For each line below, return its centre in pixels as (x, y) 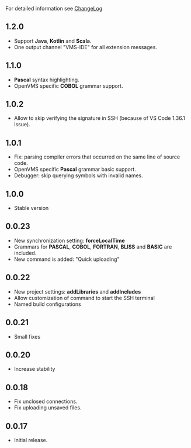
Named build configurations (47, 304)
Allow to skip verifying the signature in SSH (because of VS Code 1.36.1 (99, 118)
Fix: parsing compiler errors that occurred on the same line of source (97, 157)
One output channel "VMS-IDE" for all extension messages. (85, 47)
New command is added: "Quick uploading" (67, 259)
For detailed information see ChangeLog (54, 8)
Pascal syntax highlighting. (46, 80)
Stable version (31, 208)
